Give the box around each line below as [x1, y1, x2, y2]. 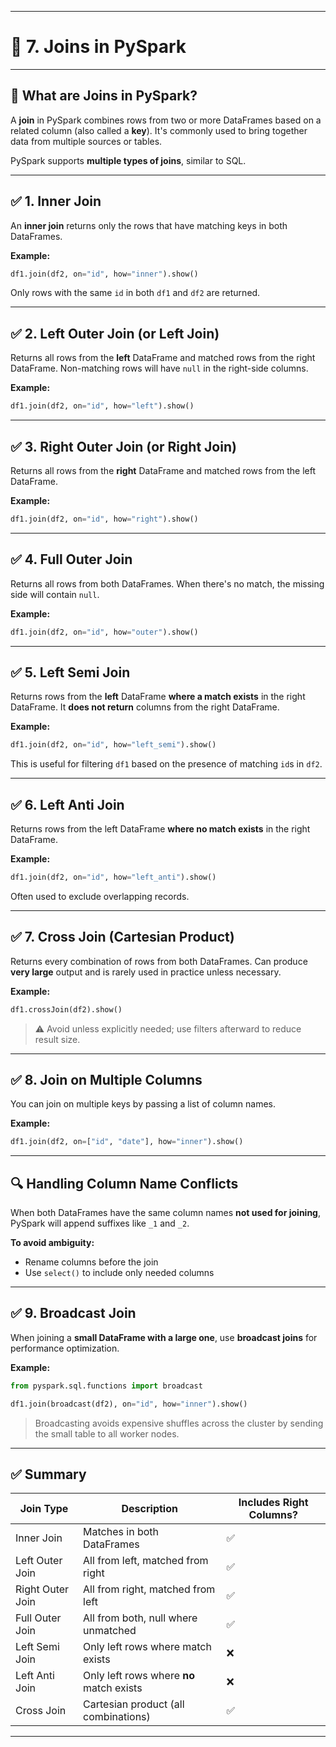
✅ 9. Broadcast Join [10, 1305, 137, 1322]
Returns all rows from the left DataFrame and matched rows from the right [10, 352, 316, 364]
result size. [34, 1033, 81, 1045]
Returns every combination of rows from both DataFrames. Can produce [10, 955, 308, 967]
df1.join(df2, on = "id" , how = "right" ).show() [10, 514, 199, 524]
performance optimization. [10, 1342, 120, 1354]
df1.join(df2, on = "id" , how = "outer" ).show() [10, 627, 199, 637]
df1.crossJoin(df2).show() [10, 1004, 123, 1015]
